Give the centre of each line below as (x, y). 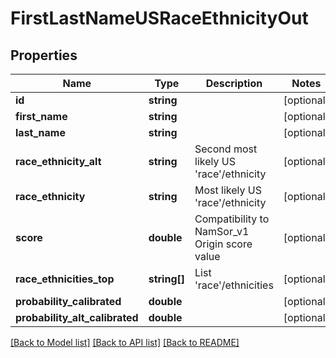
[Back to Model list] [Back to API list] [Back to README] (125, 342)
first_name (41, 116)
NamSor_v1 (222, 231)
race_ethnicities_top (65, 279)
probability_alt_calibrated (77, 317)
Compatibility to (232, 219)
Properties (44, 55)
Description (234, 83)
